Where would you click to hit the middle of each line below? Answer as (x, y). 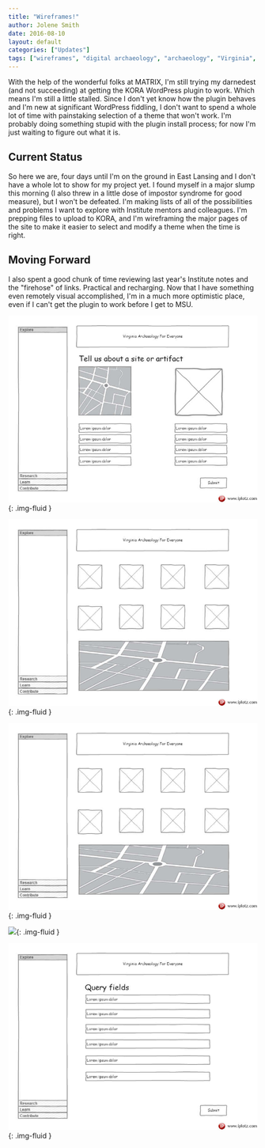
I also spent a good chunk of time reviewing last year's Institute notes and (129, 279)
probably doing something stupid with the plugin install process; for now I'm (132, 124)
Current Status (45, 157)
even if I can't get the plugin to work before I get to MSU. (101, 304)
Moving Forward (49, 260)
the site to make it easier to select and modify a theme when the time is (124, 226)
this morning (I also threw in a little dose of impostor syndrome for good (125, 193)
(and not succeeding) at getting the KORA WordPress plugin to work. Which (132, 90)
